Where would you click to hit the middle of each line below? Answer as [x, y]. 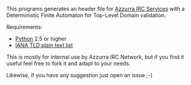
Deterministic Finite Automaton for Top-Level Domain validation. [86, 15]
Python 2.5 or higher [41, 39]
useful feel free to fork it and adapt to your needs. [69, 63]
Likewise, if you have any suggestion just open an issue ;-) [79, 75]
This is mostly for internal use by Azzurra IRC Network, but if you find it [95, 57]
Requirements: [24, 27]
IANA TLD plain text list [44, 45]
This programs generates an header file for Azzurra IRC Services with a [95, 9]
